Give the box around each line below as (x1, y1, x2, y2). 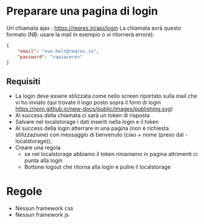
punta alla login (24, 157, 63, 165)
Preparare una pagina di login (6, 4, 158, 18)
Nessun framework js (15, 211, 69, 219)
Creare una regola (15, 144, 61, 151)
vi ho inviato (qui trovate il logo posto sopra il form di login (15, 99, 161, 106)
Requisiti (6, 76, 41, 86)
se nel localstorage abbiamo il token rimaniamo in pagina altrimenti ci (24, 151, 198, 158)
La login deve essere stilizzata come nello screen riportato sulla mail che (15, 92, 198, 100)
